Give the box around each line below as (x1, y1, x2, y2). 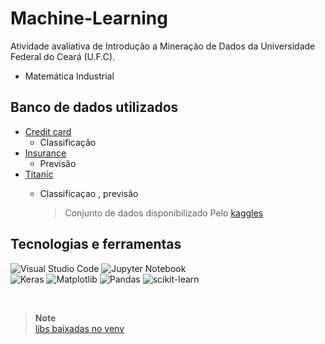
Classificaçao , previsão (39, 187, 139, 199)
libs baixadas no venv (34, 322, 125, 334)
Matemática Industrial (24, 70, 115, 82)
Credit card (24, 125, 72, 137)
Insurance (24, 147, 67, 159)
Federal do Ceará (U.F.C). (10, 50, 116, 62)
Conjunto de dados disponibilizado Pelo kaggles (64, 207, 264, 219)
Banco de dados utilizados (10, 99, 179, 116)
